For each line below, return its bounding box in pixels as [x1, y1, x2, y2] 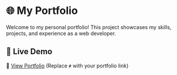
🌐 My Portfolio [6, 4, 78, 17]
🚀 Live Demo [6, 47, 53, 56]
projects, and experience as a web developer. [6, 30, 116, 37]
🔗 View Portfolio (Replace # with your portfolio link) [6, 62, 129, 69]
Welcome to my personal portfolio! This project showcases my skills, [6, 23, 172, 30]
